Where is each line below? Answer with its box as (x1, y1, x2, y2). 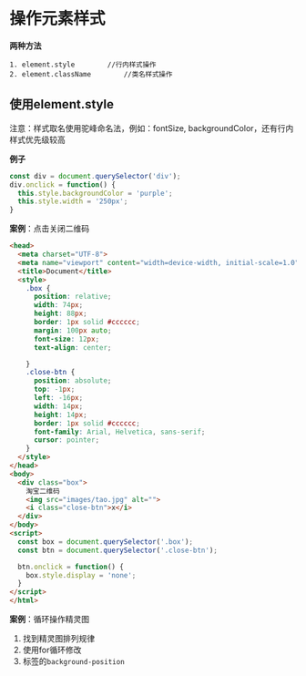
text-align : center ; (33, 343, 112, 352)
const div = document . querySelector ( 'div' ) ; (9, 171, 181, 180)
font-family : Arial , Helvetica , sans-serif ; (33, 427, 206, 436)
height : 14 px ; (33, 410, 88, 419)
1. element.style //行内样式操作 (9, 60, 157, 69)
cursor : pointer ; (33, 435, 100, 445)
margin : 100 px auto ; (33, 325, 112, 335)
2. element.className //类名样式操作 (9, 69, 173, 78)
